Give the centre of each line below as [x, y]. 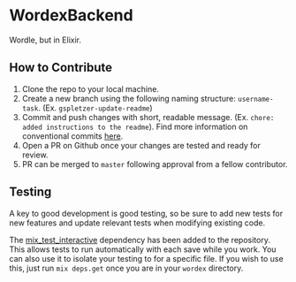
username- [256, 99]
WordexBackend [72, 15]
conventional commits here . [72, 136]
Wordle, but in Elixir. [46, 40]
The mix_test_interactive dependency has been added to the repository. [140, 240]
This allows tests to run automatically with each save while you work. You [143, 249]
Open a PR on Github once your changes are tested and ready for [141, 145]
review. [35, 155]
